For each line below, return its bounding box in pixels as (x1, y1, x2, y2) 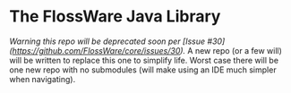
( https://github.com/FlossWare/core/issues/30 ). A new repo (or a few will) (9, 45, 282, 55)
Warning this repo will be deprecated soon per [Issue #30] (9, 36, 226, 46)
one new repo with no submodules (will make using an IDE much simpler (9, 64, 277, 75)
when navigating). (9, 73, 76, 84)
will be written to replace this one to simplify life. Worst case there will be (9, 55, 279, 65)
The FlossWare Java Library (9, 6, 221, 27)
